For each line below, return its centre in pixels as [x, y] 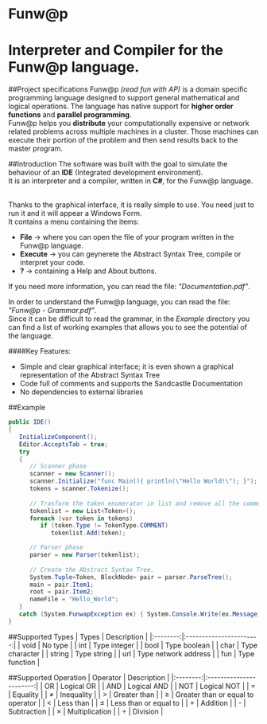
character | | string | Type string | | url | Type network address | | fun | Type [132, 653]
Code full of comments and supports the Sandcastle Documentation [131, 384]
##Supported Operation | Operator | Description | [89, 677]
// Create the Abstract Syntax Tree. [92, 569]
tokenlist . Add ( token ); [88, 533]
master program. [36, 149]
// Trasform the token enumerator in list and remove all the [134, 503]
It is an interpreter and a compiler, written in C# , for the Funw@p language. [131, 181]
